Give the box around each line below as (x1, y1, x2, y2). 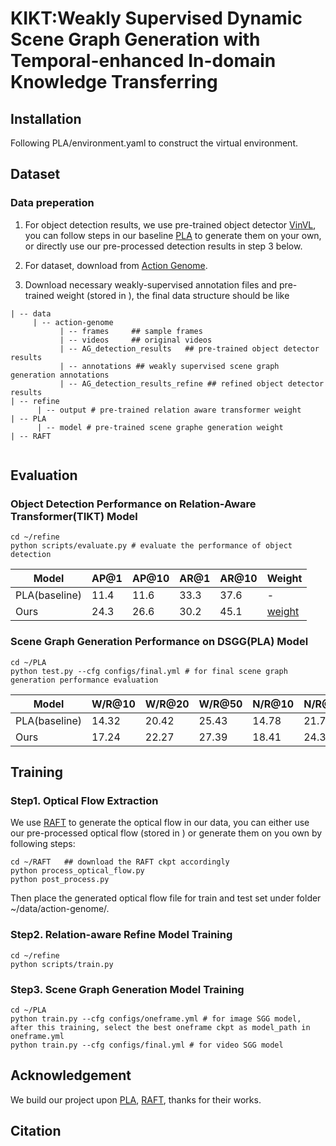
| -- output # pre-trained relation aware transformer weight (36, 405, 302, 415)
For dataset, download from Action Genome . (24, 259, 208, 271)
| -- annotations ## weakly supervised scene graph (59, 361, 280, 371)
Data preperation (10, 196, 95, 210)
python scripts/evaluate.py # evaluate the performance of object (10, 541, 293, 551)
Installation (10, 110, 82, 127)
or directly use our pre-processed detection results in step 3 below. (24, 240, 303, 252)
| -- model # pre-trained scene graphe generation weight (36, 422, 284, 432)
